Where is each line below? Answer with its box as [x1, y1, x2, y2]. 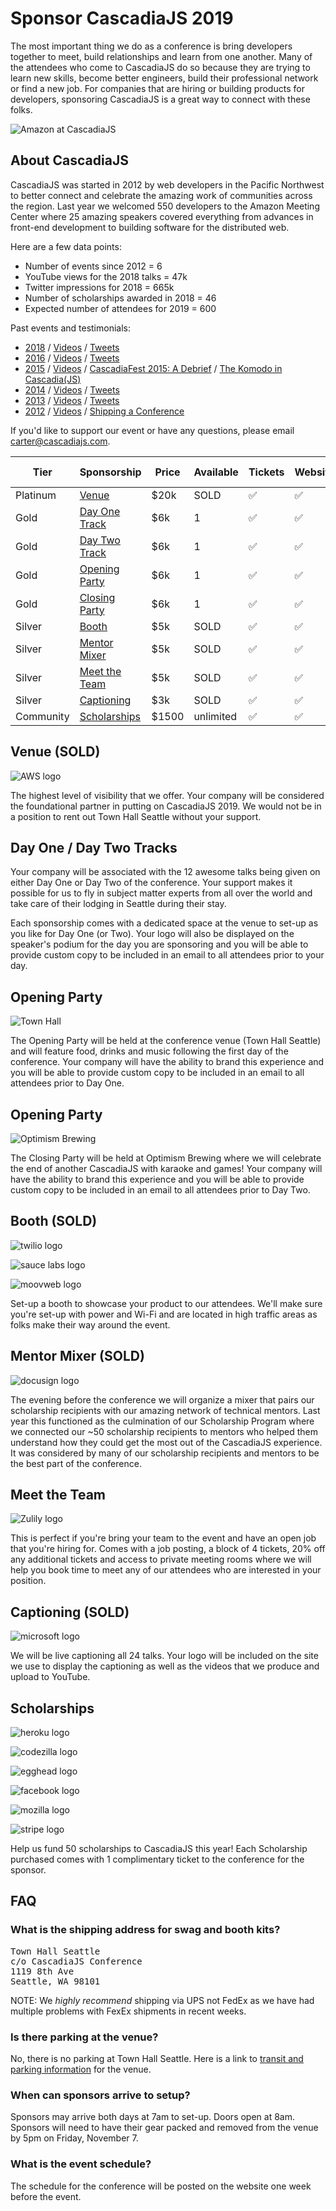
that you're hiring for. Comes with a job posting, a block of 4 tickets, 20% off [10, 1543, 326, 1555]
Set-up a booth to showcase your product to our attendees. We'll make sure [10, 1297, 323, 1309]
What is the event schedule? [10, 2157, 152, 2171]
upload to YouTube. [10, 1671, 91, 1683]
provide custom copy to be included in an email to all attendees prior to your [10, 949, 325, 961]
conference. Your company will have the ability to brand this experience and [10, 1056, 325, 1068]
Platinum [15, 488, 57, 502]
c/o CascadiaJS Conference [10, 1955, 143, 1967]
